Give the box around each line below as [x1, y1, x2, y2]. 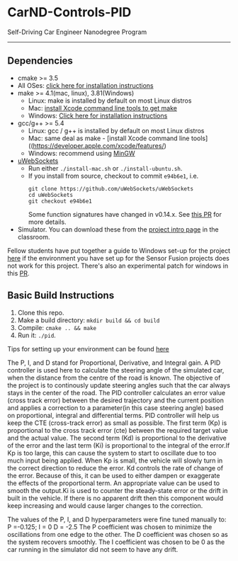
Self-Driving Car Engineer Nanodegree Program [7, 28, 147, 36]
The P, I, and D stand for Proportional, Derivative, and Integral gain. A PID [7, 358, 221, 367]
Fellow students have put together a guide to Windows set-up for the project [7, 246, 231, 255]
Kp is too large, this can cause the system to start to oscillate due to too [7, 448, 217, 457]
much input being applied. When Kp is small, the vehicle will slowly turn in [7, 456, 223, 465]
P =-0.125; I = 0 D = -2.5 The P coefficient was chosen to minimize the [7, 522, 212, 531]
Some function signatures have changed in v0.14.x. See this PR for [28, 210, 222, 218]
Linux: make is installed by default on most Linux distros [28, 96, 192, 105]
